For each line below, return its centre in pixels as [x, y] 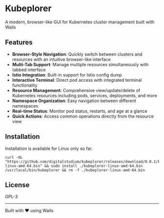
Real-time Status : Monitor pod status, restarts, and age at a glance [80, 111]
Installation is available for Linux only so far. [49, 148]
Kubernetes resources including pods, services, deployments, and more [84, 95]
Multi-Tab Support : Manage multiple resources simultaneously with [80, 64]
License [17, 185]
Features [19, 43]
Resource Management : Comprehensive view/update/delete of [76, 90]
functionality [25, 85]
